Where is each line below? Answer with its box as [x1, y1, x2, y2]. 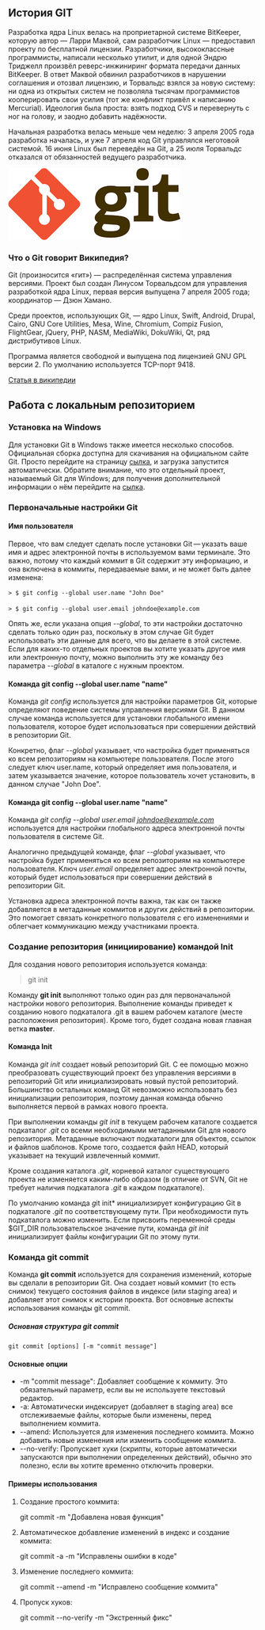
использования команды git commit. [8, 1304, 131, 1313]
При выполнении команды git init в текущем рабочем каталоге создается [8, 1117, 258, 1126]
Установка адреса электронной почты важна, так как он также [8, 896, 222, 906]
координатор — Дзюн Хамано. [8, 296, 112, 305]
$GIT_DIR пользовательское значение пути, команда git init [8, 1223, 209, 1233]
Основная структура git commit [8, 1321, 119, 1330]
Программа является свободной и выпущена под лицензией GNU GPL [8, 352, 247, 361]
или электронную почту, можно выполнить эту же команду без [8, 652, 224, 662]
